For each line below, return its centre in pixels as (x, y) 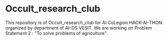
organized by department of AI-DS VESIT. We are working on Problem (79, 27)
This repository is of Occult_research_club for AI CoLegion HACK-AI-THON (84, 22)
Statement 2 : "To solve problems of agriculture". (57, 33)
